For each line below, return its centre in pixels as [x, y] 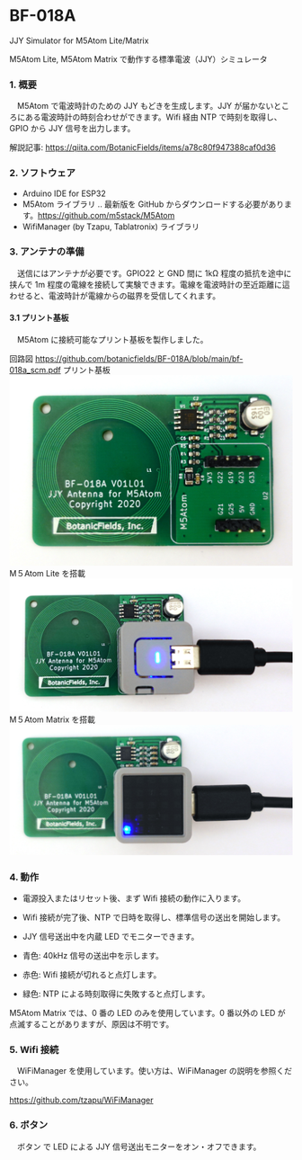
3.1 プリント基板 [39, 318]
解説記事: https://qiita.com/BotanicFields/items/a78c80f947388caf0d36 [142, 147]
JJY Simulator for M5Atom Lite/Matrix [79, 40]
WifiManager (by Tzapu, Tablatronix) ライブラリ [111, 227]
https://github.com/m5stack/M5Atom [106, 215]
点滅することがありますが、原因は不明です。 [92, 1024]
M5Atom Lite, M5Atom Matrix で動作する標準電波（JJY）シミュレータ [138, 58]
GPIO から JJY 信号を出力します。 [72, 129]
